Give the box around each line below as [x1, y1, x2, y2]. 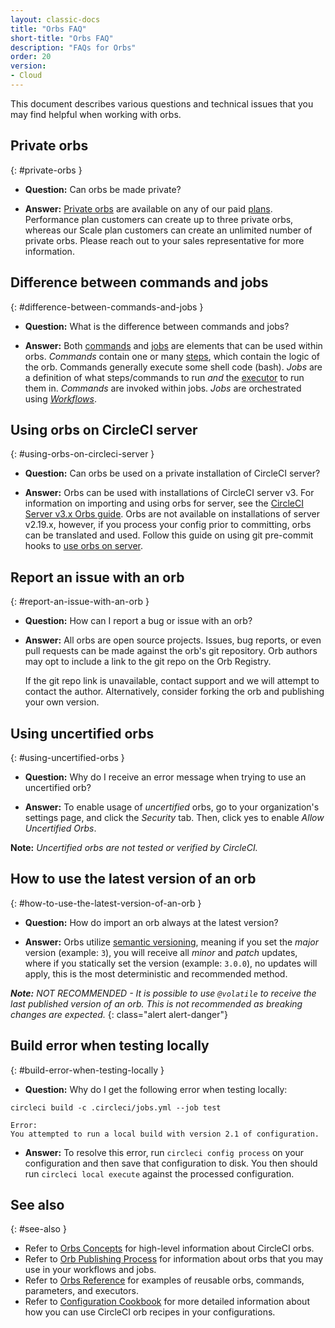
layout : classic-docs [10, 14, 101, 25]
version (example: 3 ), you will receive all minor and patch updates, [24, 946, 298, 958]
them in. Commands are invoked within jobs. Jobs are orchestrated [24, 382, 302, 394]
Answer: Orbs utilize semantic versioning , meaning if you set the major [24, 936, 320, 948]
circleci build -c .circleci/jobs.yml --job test [10, 1102, 222, 1113]
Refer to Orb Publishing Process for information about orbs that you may [24, 1253, 324, 1265]
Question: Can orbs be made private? [24, 183, 182, 195]
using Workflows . [24, 392, 97, 405]
